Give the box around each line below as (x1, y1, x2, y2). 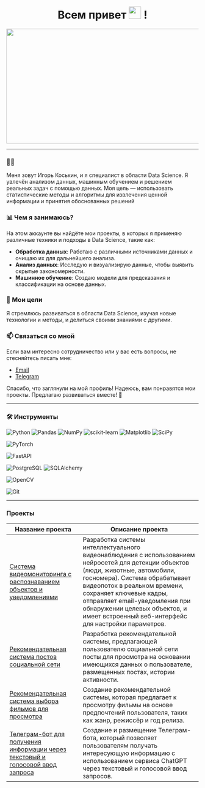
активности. (82, 675, 119, 684)
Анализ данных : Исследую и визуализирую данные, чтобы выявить (15, 261, 194, 268)
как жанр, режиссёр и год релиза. (82, 716, 185, 724)
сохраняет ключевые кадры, (82, 588, 168, 597)
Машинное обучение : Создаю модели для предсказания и (15, 274, 171, 281)
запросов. (82, 771, 113, 780)
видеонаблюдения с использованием (82, 550, 195, 559)
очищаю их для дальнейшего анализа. (15, 254, 116, 261)
